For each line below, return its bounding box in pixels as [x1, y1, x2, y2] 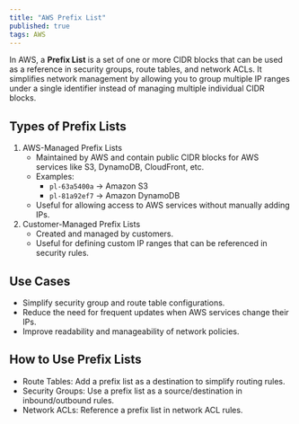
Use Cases [9, 273, 71, 288]
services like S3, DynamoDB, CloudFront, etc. [35, 162, 205, 172]
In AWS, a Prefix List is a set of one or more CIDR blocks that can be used [9, 55, 283, 66]
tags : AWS [9, 30, 47, 39]
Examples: [35, 172, 75, 182]
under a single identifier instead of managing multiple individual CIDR [9, 83, 265, 94]
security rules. [35, 248, 90, 259]
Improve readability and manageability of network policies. [22, 326, 240, 337]
